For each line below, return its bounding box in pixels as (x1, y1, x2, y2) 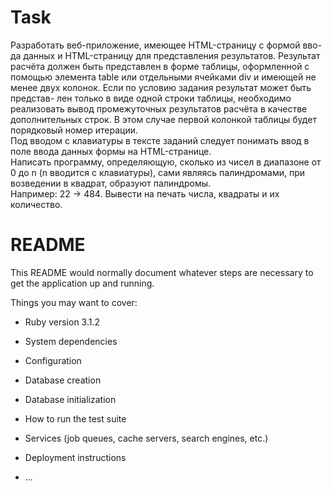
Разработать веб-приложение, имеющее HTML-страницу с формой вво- (10, 39, 323, 51)
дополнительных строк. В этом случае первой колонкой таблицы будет (10, 113, 317, 125)
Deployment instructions (24, 451, 127, 463)
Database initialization (24, 393, 117, 405)
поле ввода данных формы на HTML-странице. (10, 145, 212, 157)
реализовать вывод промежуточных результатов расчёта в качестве (10, 102, 308, 115)
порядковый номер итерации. (10, 124, 138, 136)
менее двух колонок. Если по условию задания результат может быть (10, 81, 312, 93)
